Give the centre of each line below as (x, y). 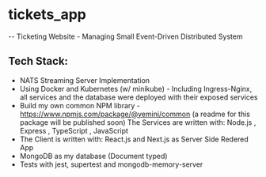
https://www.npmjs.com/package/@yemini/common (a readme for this (135, 114)
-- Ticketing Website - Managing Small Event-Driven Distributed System (125, 36)
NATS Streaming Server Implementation (85, 80)
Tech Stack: (38, 61)
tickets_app (47, 15)
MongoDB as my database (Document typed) (93, 156)
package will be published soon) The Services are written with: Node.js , (138, 122)
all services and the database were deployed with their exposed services (139, 97)
